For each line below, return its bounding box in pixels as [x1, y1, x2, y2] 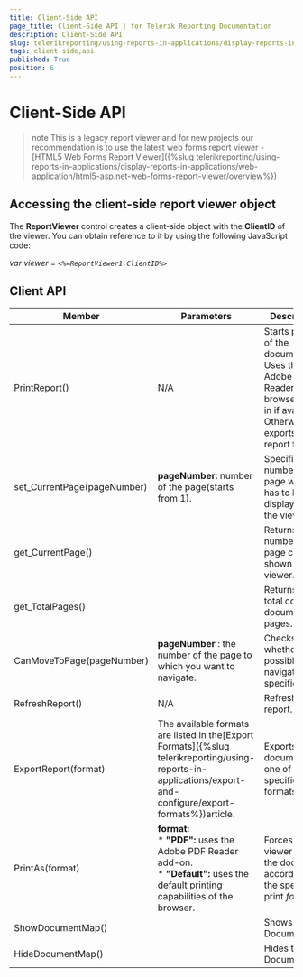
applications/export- [157, 774, 246, 787]
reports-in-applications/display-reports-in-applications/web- [31, 161, 259, 171]
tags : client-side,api [9, 47, 95, 56]
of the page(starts [157, 481, 234, 493]
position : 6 [9, 64, 54, 73]
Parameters [180, 310, 233, 323]
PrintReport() [14, 382, 69, 394]
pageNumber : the [157, 638, 236, 650]
